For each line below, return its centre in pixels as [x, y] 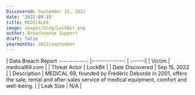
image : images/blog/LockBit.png [46, 28]
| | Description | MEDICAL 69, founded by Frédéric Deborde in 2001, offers [97, 73]
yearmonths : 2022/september [41, 45]
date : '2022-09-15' [30, 17]
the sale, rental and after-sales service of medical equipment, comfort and [97, 79]
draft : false [22, 39]
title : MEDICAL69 [27, 22]
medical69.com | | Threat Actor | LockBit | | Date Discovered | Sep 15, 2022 [98, 67]
